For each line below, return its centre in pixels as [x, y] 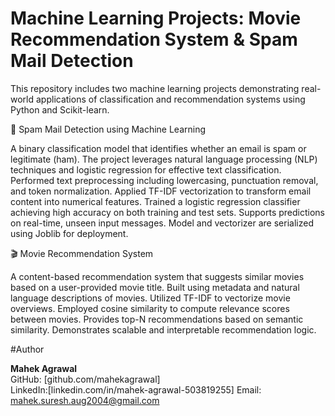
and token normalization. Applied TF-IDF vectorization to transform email [161, 191]
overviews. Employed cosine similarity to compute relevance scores [150, 308]
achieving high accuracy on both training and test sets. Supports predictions [167, 212]
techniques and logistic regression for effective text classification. [146, 169]
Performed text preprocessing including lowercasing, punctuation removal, [164, 180]
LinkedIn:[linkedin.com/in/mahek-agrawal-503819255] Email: [136, 389]
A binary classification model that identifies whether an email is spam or [158, 148]
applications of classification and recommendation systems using [170, 99]
